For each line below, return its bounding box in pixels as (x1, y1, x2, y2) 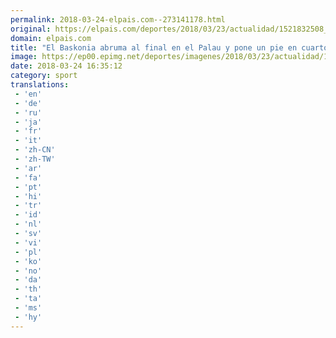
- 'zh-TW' (14, 154, 56, 164)
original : (10, 24, 52, 34)
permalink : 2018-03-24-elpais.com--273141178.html (10, 14, 226, 25)
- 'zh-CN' (14, 145, 56, 155)
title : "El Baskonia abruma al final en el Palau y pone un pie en (10, 42, 298, 53)
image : (10, 52, 38, 62)
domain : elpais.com (10, 33, 92, 43)
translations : (10, 80, 70, 90)
